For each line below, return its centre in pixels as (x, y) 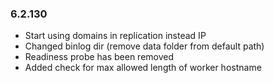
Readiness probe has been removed (99, 57)
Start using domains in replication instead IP (115, 36)
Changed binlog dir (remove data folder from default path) (144, 46)
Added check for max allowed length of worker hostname (143, 68)
